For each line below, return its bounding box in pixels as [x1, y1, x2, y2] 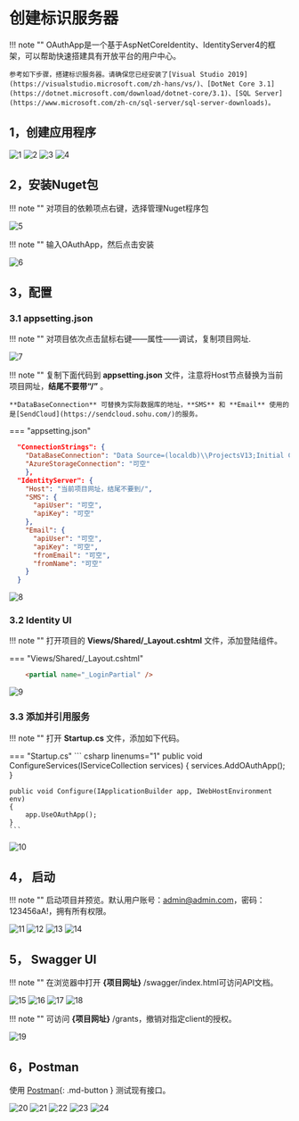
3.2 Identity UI [9, 614, 72, 627]
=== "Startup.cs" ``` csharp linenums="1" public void [9, 751, 203, 761]
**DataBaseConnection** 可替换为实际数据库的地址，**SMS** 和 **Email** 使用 [9, 401, 283, 410]
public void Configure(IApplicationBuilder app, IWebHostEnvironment [9, 786, 273, 795]
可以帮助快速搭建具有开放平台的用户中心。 [24, 50, 181, 61]
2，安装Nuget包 [9, 178, 99, 193]
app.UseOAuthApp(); [25, 810, 98, 819]
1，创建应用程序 [9, 125, 97, 140]
